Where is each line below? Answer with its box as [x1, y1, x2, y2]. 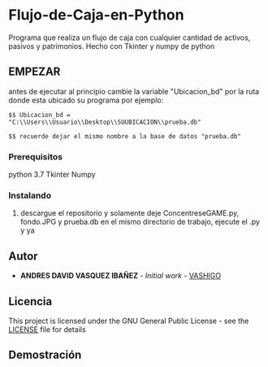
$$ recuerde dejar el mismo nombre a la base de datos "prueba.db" [8, 132, 242, 140]
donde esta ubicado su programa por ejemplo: [8, 95, 164, 105]
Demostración [8, 348, 82, 362]
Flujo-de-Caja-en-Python [8, 6, 184, 24]
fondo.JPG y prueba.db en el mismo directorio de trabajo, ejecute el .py [19, 217, 260, 227]
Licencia [8, 295, 53, 308]
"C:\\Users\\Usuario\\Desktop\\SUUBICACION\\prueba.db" [8, 118, 201, 126]
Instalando [8, 190, 51, 201]
